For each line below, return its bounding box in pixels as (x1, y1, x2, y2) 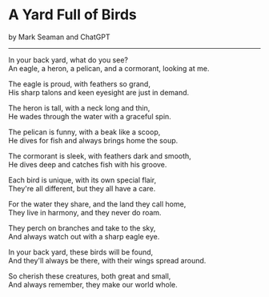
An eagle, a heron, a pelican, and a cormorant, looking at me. (8, 63, 210, 73)
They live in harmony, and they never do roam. (8, 207, 162, 217)
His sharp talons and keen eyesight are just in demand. (8, 87, 190, 97)
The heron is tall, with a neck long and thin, (8, 102, 151, 113)
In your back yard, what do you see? (8, 54, 128, 65)
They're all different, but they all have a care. (8, 183, 156, 193)
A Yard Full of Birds (8, 6, 138, 24)
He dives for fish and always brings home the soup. (8, 135, 179, 145)
